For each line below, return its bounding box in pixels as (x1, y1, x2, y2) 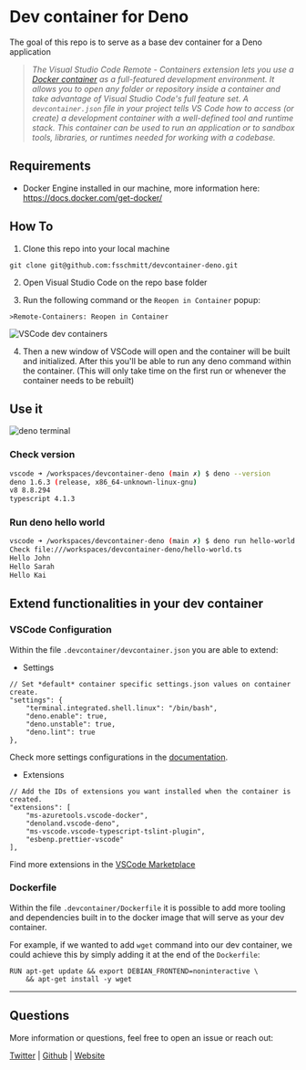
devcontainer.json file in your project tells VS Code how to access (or (31, 102, 294, 113)
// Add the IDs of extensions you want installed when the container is (9, 787, 291, 796)
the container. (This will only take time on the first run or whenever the (22, 365, 287, 376)
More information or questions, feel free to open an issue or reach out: (9, 1032, 274, 1043)
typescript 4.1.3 (9, 495, 76, 504)
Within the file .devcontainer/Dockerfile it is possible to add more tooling (9, 902, 286, 913)
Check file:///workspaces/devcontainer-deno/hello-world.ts (9, 545, 243, 554)
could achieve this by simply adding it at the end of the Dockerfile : (9, 949, 260, 960)
